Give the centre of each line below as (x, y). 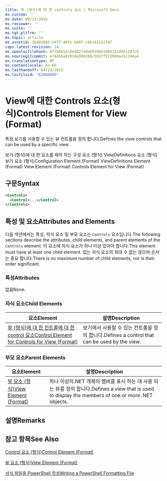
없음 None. (15, 289)
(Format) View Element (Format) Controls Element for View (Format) (75, 166)
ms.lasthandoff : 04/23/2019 (34, 70)
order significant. (23, 264)
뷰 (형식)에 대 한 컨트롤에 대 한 (41, 327)
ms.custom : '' (20, 14)
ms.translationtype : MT (30, 61)
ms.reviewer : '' (22, 24)
